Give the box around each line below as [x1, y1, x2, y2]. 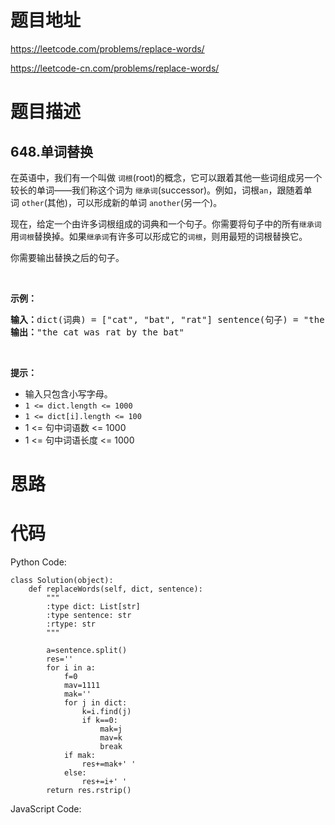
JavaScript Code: [10, 803, 82, 815]
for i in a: [46, 663, 97, 673]
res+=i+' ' [81, 777, 128, 787]
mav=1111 [63, 681, 101, 691]
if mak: [63, 751, 97, 761]
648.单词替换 [10, 143, 94, 160]
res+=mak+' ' [81, 759, 137, 770]
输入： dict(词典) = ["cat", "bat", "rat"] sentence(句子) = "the [10, 314, 325, 325]
